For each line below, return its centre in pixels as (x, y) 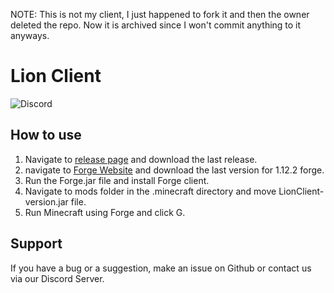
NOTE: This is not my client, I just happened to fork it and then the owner (160, 14)
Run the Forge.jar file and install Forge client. (117, 180)
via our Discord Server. (57, 278)
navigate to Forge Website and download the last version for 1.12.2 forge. (174, 170)
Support (36, 244)
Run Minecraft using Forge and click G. (105, 212)
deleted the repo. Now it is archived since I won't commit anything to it (156, 25)
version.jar (46, 201)
